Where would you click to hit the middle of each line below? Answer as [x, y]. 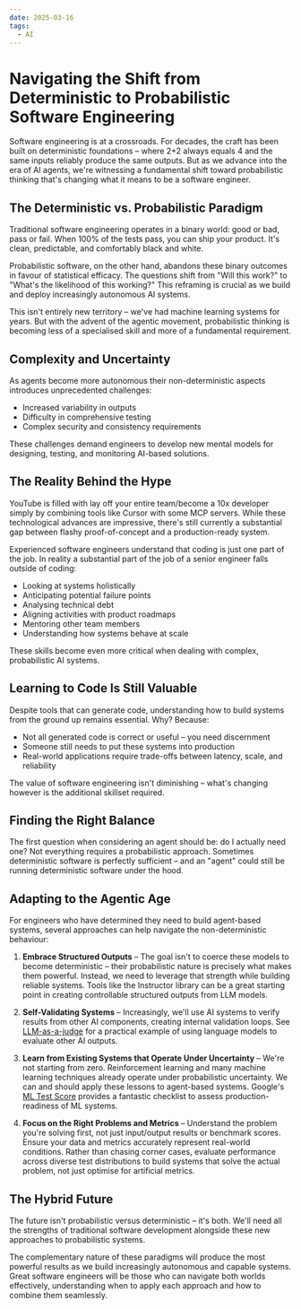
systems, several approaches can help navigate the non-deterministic [138, 930]
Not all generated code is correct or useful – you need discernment [146, 737]
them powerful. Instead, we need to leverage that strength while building [156, 976]
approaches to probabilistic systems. [77, 1240]
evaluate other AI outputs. [70, 1041]
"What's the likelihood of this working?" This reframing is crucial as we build [150, 285]
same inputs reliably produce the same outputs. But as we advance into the [148, 160]
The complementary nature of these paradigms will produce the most [138, 1257]
